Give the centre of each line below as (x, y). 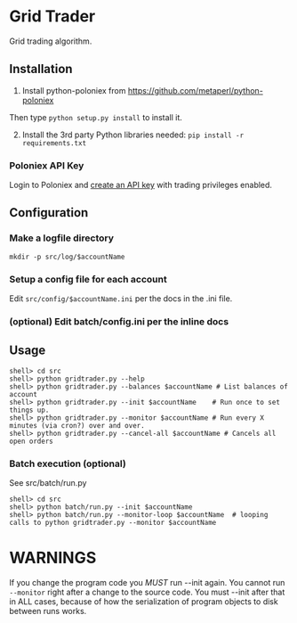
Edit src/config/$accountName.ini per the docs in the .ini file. (121, 299)
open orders (31, 441)
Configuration (49, 213)
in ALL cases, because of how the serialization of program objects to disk (144, 602)
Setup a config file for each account (88, 279)
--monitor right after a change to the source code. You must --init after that (147, 592)
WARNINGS (53, 558)
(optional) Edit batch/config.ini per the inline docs (119, 321)
